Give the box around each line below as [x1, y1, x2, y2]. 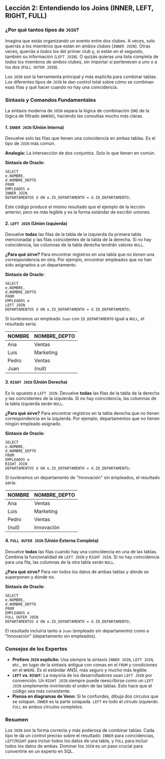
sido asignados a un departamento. [5, 262, 77, 268]
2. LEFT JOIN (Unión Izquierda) [5, 220, 67, 226]
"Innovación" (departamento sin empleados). [5, 633, 97, 639]
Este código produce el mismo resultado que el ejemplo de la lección [5, 204, 145, 210]
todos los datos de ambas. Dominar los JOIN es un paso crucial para [5, 743, 143, 749]
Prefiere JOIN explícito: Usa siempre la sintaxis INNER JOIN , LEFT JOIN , [12, 657, 154, 663]
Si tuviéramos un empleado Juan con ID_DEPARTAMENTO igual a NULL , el [5, 316, 144, 322]
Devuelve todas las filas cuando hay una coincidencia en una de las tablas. [5, 548, 158, 554]
